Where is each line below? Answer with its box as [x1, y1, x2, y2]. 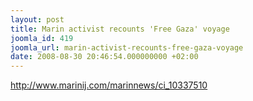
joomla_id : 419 [10, 33, 74, 43]
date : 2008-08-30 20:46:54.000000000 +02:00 [10, 52, 199, 62]
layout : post [10, 14, 65, 25]
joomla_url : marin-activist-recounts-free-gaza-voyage [10, 42, 244, 53]
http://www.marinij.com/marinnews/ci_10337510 [10, 79, 208, 91]
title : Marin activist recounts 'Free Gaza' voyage [10, 24, 230, 34]
